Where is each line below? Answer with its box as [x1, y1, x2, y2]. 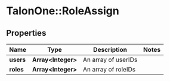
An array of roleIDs [82, 66, 136, 73]
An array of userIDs [82, 55, 138, 64]
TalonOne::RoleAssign [6, 4, 119, 18]
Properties [6, 28, 47, 38]
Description [93, 46, 127, 54]
